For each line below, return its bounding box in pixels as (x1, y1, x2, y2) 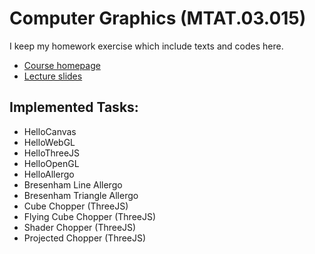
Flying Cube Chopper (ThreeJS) (23, 210, 157, 222)
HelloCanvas (23, 125, 77, 137)
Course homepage (23, 59, 101, 71)
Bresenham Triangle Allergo (23, 189, 139, 201)
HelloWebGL (23, 136, 76, 148)
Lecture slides (23, 70, 83, 82)
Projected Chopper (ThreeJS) (23, 232, 147, 244)
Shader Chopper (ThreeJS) (23, 221, 137, 233)
